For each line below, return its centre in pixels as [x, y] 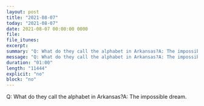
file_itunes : [23, 40]
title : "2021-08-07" [32, 18]
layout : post [23, 12]
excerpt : [17, 46]
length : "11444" [27, 68]
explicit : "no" [25, 74]
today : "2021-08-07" [32, 23]
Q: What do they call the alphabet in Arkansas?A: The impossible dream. [97, 97]
